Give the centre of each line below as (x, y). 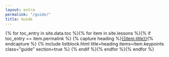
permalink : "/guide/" (28, 14)
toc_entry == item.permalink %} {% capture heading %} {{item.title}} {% (79, 38)
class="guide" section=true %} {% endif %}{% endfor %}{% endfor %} (80, 49)
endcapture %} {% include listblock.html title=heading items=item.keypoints (85, 44)
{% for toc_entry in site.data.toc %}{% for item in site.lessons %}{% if (78, 33)
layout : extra (20, 10)
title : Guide (19, 19)
